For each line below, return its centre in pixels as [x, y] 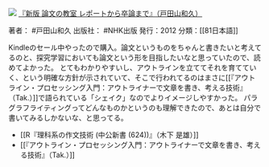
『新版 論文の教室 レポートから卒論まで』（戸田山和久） [110, 13]
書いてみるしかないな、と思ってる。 [68, 118]
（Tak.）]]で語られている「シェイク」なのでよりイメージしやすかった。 [125, 98]
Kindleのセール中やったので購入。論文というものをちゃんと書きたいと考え [132, 47]
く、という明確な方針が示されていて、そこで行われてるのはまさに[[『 [122, 77]
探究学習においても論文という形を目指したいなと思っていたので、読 [149, 57]
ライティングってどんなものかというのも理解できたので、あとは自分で [145, 108]
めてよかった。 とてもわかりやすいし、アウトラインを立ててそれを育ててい [132, 67]
